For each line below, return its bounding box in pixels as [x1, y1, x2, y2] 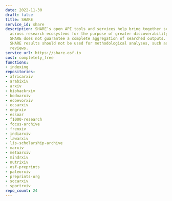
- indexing [5, 64, 29, 70]
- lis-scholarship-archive [5, 141, 63, 146]
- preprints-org [5, 174, 40, 179]
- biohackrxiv [5, 88, 36, 94]
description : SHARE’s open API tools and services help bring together [5, 27, 161, 32]
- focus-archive [5, 121, 40, 127]
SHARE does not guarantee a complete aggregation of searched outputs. [10, 36, 166, 41]
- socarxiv [5, 178, 29, 184]
